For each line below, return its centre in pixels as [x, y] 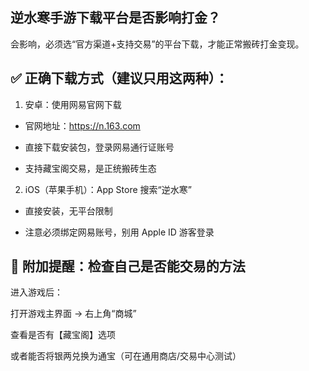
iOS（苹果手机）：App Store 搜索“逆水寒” [108, 189]
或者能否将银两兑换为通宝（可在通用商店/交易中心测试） [126, 356]
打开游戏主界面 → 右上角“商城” [73, 314]
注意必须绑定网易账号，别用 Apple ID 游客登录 [119, 232]
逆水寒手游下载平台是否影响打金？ [115, 18]
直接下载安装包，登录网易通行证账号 [99, 147]
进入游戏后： [36, 292]
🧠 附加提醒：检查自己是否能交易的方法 [128, 266]
